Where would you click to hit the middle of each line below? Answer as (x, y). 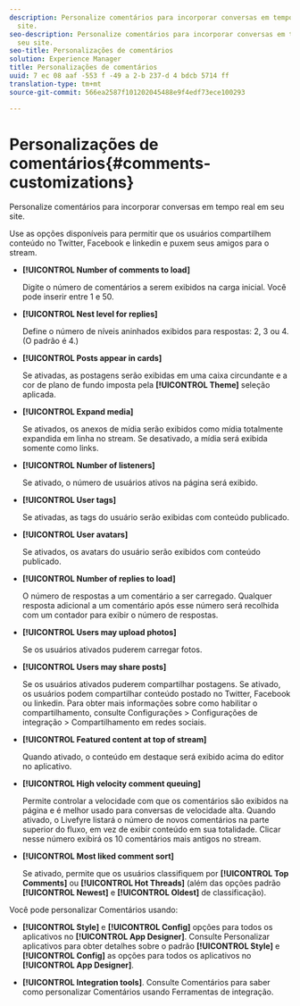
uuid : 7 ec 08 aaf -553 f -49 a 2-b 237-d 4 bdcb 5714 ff (119, 76)
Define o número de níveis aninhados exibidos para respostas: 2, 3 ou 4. (155, 331)
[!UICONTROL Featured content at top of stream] (114, 740)
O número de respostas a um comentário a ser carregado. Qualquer (147, 596)
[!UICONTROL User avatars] (75, 535)
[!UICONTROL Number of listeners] (88, 465)
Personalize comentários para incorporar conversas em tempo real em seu (147, 207)
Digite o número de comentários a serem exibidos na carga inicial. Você (154, 288)
